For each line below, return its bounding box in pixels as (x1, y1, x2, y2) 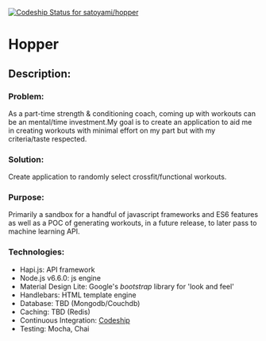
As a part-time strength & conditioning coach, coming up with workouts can (8, 108, 256, 118)
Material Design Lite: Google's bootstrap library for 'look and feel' (19, 281, 234, 291)
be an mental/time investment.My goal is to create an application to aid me (8, 117, 253, 126)
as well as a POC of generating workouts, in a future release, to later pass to (8, 219, 257, 228)
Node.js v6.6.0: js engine (19, 273, 102, 282)
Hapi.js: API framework (19, 265, 95, 274)
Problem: (8, 91, 44, 102)
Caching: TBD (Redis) (19, 307, 91, 316)
